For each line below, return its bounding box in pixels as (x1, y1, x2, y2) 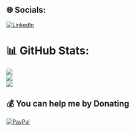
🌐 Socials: (6, 5, 46, 15)
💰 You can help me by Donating (6, 99, 130, 109)
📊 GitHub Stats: (6, 44, 90, 58)
